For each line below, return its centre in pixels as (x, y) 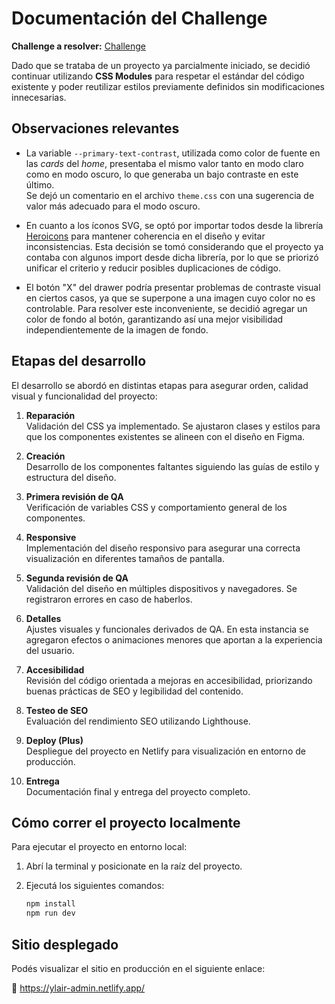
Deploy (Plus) (54, 740)
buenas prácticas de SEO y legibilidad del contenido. (134, 691)
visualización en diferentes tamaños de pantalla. (125, 558)
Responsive (51, 537)
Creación (45, 456)
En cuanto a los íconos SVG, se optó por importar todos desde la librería (174, 225)
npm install (50, 904)
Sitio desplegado (65, 944)
